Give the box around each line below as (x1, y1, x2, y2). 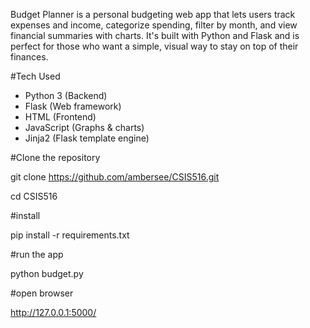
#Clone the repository (10, 152, 101, 163)
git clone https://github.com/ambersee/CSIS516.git (10, 171, 220, 183)
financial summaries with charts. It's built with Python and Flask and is (10, 30, 300, 41)
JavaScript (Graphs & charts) (24, 122, 145, 133)
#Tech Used (10, 70, 61, 82)
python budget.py (10, 268, 84, 279)
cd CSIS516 (10, 190, 58, 202)
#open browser (10, 287, 74, 299)
